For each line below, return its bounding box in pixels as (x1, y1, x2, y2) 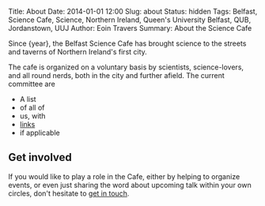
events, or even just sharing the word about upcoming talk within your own (8, 180, 252, 189)
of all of (19, 103, 45, 112)
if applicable (19, 128, 61, 137)
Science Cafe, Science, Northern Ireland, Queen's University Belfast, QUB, (8, 15, 252, 24)
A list (19, 95, 37, 103)
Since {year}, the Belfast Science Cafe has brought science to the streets (8, 39, 247, 48)
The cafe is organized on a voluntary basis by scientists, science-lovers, (8, 62, 244, 72)
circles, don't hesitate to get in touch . (8, 189, 130, 198)
